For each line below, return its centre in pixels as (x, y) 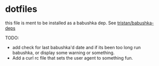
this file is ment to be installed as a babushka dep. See (61, 23)
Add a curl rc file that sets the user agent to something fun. (73, 58)
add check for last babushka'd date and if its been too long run (77, 47)
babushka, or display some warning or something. (63, 53)
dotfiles (21, 9)
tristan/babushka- (135, 23)
